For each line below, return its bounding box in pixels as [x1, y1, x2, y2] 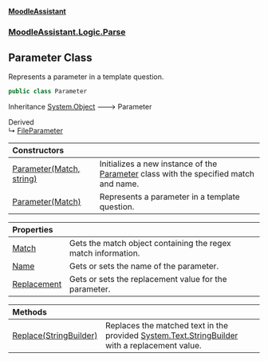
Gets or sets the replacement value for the [69, 274, 227, 285]
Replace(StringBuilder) [12, 330, 98, 341]
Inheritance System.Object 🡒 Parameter [8, 102, 152, 112]
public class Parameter [8, 88, 88, 96]
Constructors [12, 145, 65, 156]
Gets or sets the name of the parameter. [69, 260, 219, 272]
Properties [12, 224, 53, 236]
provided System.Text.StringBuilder [104, 330, 238, 341]
